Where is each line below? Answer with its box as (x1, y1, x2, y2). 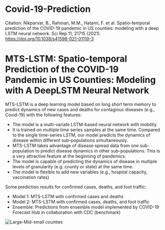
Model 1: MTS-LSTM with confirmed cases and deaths (12, 193, 124, 199)
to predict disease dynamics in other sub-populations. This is (35, 148, 160, 153)
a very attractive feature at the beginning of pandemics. (12, 153, 126, 159)
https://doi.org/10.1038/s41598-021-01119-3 (5, 36, 94, 42)
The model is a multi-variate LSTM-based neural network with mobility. (12, 121, 158, 127)
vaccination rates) (12, 174, 50, 180)
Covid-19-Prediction (5, 3, 91, 15)
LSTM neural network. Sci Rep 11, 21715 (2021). (5, 30, 101, 36)
